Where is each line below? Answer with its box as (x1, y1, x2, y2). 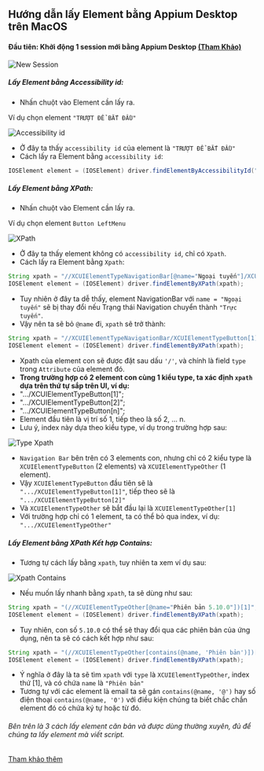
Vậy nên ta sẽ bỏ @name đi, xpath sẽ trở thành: (19, 319, 167, 329)
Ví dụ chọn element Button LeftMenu (8, 218, 126, 228)
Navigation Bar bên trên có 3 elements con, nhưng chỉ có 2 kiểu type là (19, 453, 252, 462)
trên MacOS (8, 20, 68, 34)
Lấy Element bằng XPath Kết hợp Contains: (8, 538, 153, 547)
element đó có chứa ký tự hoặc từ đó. (19, 703, 141, 713)
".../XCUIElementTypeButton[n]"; (19, 406, 126, 415)
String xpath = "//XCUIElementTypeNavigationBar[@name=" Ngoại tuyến (8, 273, 237, 281)
